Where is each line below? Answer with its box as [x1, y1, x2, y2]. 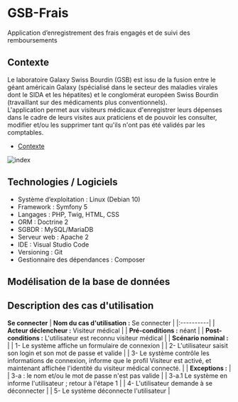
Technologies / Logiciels [7, 176, 118, 189]
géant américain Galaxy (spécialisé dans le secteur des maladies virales [7, 83, 218, 91]
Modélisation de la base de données [7, 275, 171, 288]
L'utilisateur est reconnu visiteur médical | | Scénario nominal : [45, 333, 229, 342]
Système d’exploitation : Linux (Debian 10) [17, 195, 141, 203]
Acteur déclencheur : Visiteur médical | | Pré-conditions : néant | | [7, 326, 205, 335]
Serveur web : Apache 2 [17, 233, 89, 241]
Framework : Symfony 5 [17, 202, 88, 211]
